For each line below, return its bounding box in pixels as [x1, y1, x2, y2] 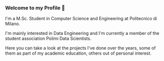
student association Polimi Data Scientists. [5, 35, 91, 41]
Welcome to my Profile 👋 [5, 4, 65, 11]
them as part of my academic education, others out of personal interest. [5, 50, 152, 56]
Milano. [5, 21, 20, 27]
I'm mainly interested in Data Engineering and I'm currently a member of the [5, 30, 160, 36]
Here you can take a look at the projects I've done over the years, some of [5, 45, 156, 51]
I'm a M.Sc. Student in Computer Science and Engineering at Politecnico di [5, 16, 157, 22]
